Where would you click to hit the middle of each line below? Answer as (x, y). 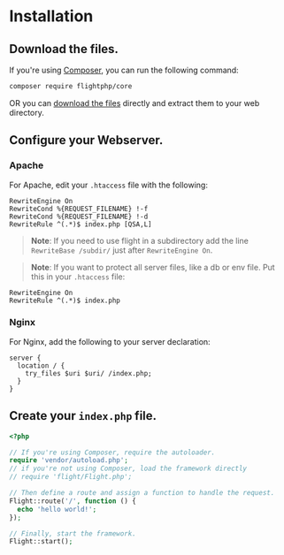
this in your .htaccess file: (78, 277)
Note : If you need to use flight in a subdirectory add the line (140, 240)
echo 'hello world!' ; (57, 509)
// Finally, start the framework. (73, 533)
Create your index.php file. (83, 416)
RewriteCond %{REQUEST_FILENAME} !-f (79, 209)
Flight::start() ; (41, 542)
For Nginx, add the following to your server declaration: (110, 341)
